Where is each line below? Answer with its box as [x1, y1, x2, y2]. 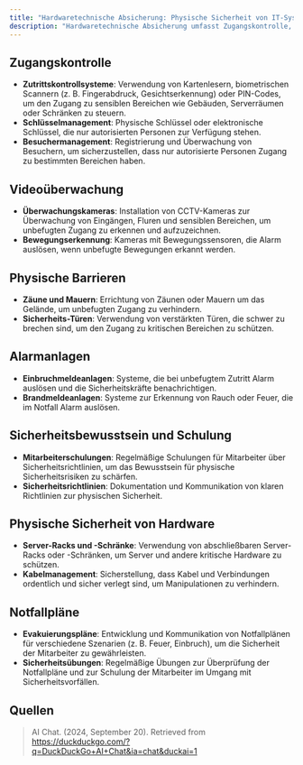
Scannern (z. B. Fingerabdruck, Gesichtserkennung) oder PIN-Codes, [22, 88, 281, 99]
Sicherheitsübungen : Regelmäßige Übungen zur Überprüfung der [22, 658, 271, 668]
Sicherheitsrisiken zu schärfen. [22, 471, 138, 482]
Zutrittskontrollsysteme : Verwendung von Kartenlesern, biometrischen [22, 78, 289, 90]
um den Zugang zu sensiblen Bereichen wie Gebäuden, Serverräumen [22, 98, 284, 109]
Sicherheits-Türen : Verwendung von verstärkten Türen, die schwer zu [22, 313, 286, 324]
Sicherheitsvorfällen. [22, 677, 100, 687]
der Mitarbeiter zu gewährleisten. [22, 648, 147, 659]
